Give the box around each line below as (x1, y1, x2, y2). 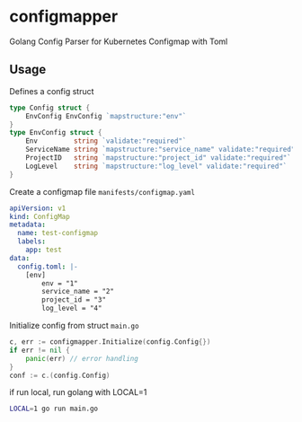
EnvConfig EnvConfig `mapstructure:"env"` (25, 111, 187, 120)
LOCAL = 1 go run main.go (9, 404, 99, 414)
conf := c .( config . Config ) (9, 371, 111, 380)
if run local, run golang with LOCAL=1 (9, 387, 147, 398)
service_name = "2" (41, 287, 115, 296)
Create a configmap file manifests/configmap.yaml (9, 186, 196, 197)
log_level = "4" (41, 303, 102, 313)
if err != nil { (9, 346, 70, 355)
